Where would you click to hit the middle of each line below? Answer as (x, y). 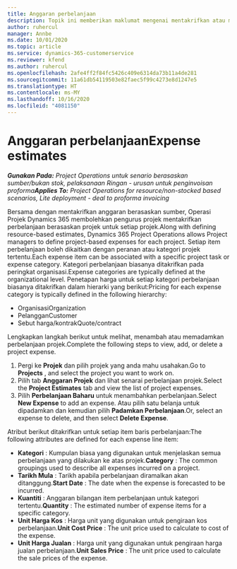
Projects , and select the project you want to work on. (96, 373)
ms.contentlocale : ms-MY (44, 93)
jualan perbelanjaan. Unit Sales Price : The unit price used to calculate (119, 550)
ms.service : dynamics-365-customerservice (71, 54)
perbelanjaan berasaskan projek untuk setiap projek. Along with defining (112, 226)
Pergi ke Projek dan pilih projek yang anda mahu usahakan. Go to (111, 365)
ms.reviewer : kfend (36, 60)
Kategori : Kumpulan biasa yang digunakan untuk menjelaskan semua (119, 452)
